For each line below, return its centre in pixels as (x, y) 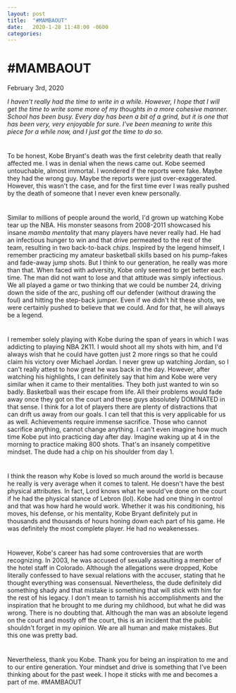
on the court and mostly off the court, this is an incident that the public (110, 620)
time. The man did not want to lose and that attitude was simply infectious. (115, 278)
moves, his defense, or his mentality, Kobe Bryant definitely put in (103, 514)
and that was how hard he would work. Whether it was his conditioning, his (116, 506)
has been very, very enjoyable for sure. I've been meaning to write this (110, 124)
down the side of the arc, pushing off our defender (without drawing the (112, 293)
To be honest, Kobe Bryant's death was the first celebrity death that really (114, 156)
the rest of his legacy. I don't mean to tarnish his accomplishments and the (116, 598)
